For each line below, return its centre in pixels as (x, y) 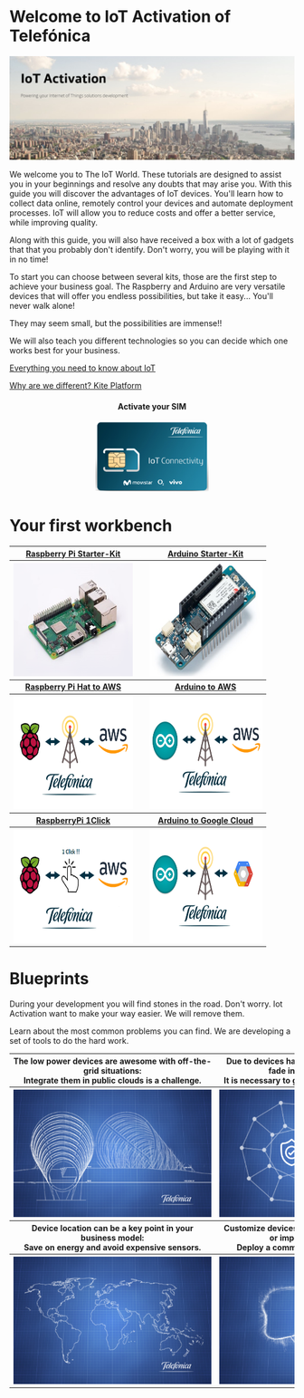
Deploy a (254, 1247)
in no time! (29, 259)
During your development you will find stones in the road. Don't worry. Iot (146, 1004)
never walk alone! (42, 306)
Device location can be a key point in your (112, 1228)
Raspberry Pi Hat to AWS (73, 687)
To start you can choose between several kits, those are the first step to (143, 277)
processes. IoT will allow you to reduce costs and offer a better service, (142, 213)
